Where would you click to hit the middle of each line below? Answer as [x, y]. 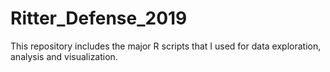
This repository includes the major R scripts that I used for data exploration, [166, 46]
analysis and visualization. [64, 56]
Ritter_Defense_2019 [99, 18]
